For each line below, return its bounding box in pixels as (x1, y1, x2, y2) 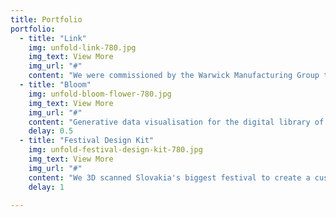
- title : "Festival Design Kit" (19, 136, 155, 146)
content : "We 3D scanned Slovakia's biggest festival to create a (28, 172, 311, 183)
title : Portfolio (10, 14, 83, 25)
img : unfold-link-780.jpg (28, 42, 137, 53)
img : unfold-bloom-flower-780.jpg (28, 89, 172, 99)
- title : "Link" (19, 33, 87, 43)
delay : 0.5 (28, 126, 74, 136)
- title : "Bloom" (19, 80, 92, 90)
